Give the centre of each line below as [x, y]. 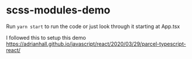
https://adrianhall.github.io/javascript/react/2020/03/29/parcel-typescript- [96, 44]
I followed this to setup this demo [46, 37]
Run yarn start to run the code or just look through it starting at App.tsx [93, 26]
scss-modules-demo [58, 10]
